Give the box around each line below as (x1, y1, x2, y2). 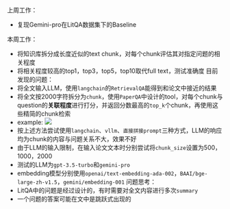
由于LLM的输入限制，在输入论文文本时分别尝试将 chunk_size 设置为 (16, 143, 204, 151)
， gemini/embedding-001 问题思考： (57, 177, 156, 186)
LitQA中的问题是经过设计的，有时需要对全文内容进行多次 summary (16, 186, 199, 194)
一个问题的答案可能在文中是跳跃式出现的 (16, 195, 131, 203)
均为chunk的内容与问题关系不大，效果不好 (16, 135, 137, 143)
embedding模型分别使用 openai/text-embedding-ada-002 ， (16, 169, 180, 177)
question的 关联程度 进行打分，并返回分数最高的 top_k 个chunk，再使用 (16, 101, 213, 109)
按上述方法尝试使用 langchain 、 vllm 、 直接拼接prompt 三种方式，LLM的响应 (16, 126, 222, 134)
